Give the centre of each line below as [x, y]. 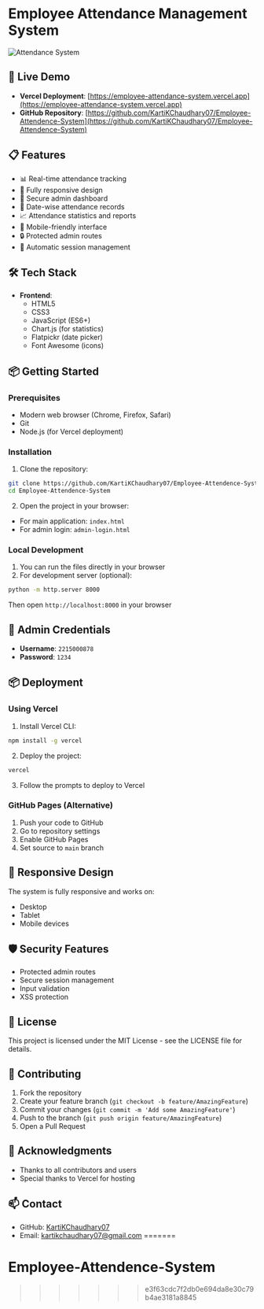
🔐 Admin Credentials [60, 629]
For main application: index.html [72, 521]
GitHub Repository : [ [53, 113]
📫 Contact [35, 1204]
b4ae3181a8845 [171, 1297]
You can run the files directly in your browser [92, 567]
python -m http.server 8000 [54, 590]
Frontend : [36, 295]
